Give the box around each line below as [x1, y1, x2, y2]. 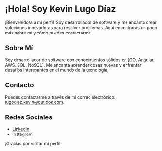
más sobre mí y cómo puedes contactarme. [5, 30, 92, 35]
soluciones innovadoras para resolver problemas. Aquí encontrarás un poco [5, 24, 157, 30]
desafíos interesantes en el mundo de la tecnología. [5, 67, 108, 73]
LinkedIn [12, 126, 30, 132]
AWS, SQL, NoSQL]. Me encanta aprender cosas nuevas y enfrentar [5, 62, 142, 67]
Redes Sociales [5, 113, 53, 121]
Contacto [5, 81, 34, 89]
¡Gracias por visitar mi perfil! [5, 141, 62, 147]
